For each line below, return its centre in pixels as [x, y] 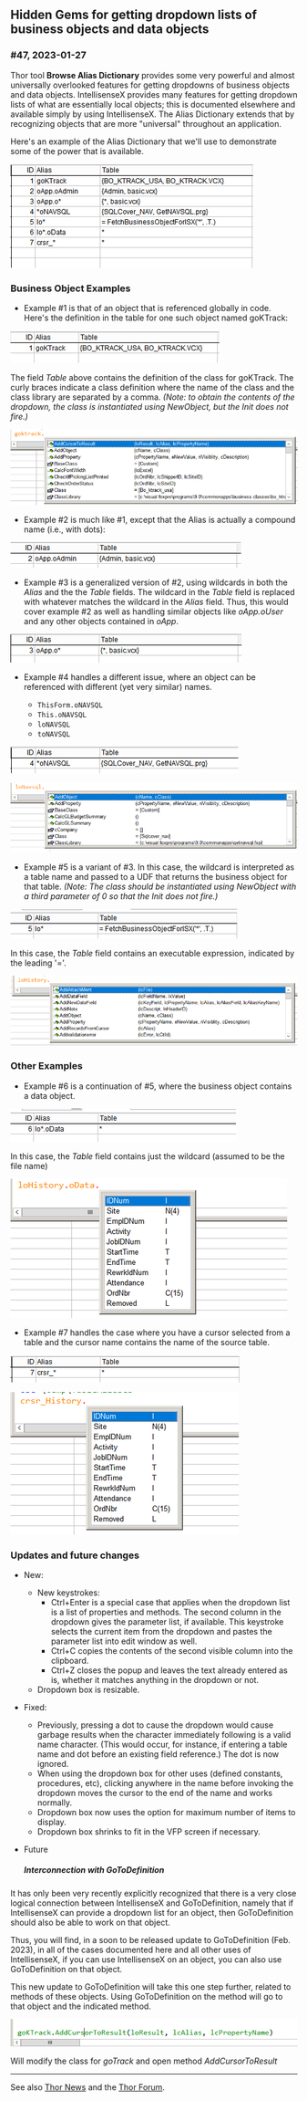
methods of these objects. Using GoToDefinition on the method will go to [147, 1996]
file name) [29, 1165]
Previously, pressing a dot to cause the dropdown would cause [155, 1725]
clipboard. [70, 1660]
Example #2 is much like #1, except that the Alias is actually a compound [159, 519]
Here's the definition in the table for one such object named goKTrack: [156, 318]
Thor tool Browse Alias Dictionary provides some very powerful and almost [153, 75]
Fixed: [35, 1707]
